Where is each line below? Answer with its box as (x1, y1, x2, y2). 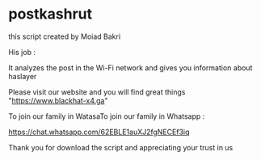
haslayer (8, 71, 37, 81)
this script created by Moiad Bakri (8, 32, 121, 41)
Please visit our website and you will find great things (8, 86, 186, 97)
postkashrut (8, 5, 93, 23)
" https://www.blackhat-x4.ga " (8, 95, 108, 105)
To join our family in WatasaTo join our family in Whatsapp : (8, 111, 205, 121)
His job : (8, 47, 36, 57)
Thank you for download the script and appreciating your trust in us (8, 142, 234, 152)
